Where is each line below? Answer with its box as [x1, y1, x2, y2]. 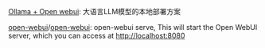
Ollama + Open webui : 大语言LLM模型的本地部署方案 [8, 7, 181, 16]
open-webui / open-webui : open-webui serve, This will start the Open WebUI [8, 23, 258, 31]
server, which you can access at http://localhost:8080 [8, 31, 185, 40]
